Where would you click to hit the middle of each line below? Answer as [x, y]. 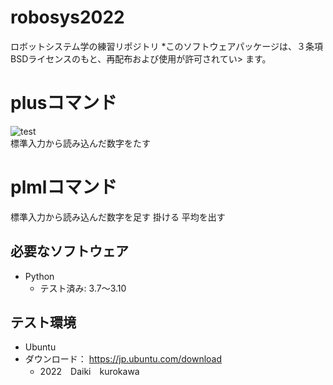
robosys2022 [67, 17]
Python [39, 276]
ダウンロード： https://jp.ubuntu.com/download [123, 359]
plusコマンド [64, 103]
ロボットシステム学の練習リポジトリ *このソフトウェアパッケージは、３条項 [166, 46]
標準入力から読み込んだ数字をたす [80, 143]
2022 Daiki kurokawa [89, 372]
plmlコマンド [64, 187]
